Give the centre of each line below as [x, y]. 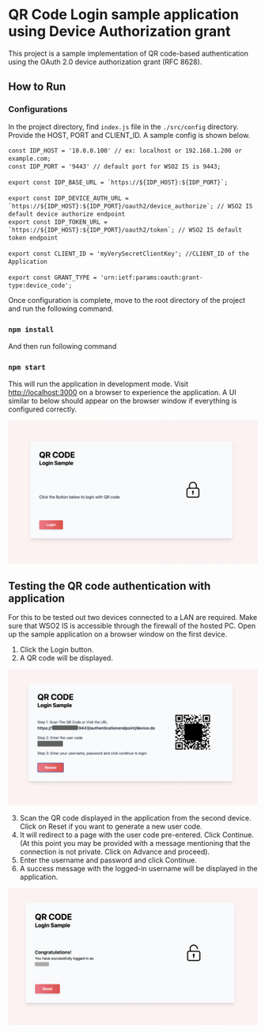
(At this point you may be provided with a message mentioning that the [135, 844]
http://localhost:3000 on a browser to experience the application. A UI [122, 392]
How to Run [37, 87]
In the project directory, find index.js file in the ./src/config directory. [123, 126]
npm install [31, 329]
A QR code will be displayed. [66, 658]
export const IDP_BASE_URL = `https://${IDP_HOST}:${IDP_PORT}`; [118, 182]
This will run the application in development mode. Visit [98, 384]
